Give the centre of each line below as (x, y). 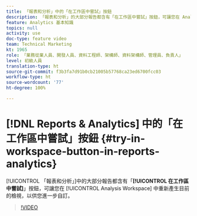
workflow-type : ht (28, 77)
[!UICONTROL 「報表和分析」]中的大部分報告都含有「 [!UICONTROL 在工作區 (98, 181)
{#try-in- (123, 139)
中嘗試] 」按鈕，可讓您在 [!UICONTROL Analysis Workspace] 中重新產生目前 (98, 188)
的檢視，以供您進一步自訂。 (40, 195)
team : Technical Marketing (39, 45)
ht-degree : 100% (26, 88)
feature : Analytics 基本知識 (40, 22)
